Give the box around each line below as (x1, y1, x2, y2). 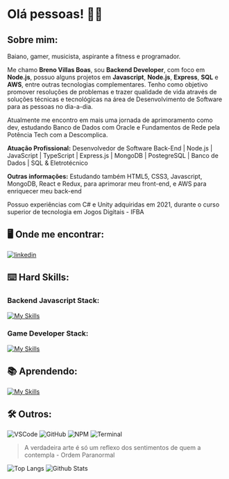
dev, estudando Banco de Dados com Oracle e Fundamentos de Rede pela (7, 123, 221, 131)
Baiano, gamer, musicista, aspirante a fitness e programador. (7, 52, 181, 60)
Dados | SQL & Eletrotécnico (7, 159, 88, 167)
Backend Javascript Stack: (7, 296, 100, 306)
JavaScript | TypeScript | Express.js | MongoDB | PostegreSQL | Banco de (7, 152, 219, 159)
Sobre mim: (7, 34, 58, 46)
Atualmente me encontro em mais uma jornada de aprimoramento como (7, 116, 213, 124)
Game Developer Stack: (7, 329, 89, 338)
